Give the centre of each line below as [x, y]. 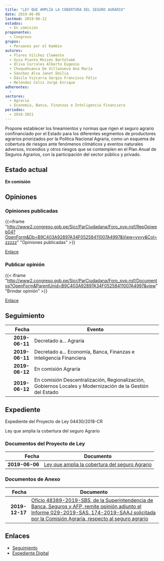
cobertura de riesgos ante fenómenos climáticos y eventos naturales [74, 144]
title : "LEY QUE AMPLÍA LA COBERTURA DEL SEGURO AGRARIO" [65, 10]
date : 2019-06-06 [23, 14]
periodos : [15, 110]
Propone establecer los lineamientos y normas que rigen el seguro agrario [80, 128]
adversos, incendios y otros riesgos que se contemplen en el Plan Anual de [81, 149]
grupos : [13, 42]
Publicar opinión [25, 265]
